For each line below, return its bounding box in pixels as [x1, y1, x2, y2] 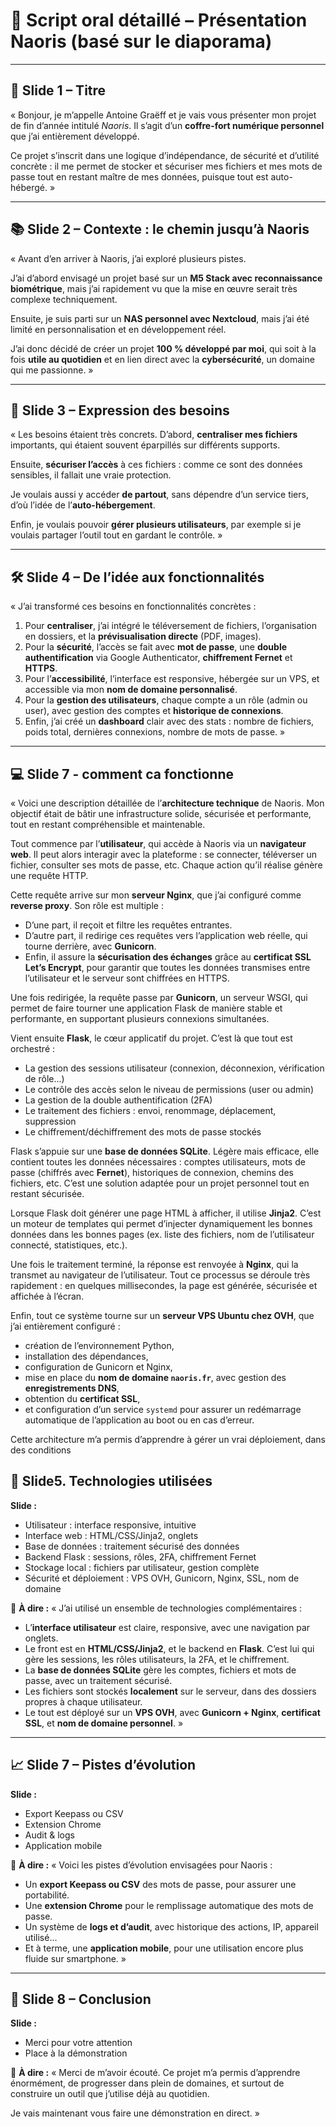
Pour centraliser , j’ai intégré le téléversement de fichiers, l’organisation [24, 620, 317, 632]
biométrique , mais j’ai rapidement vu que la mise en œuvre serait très [10, 282, 298, 294]
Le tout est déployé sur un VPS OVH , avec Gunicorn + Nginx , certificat [24, 1706, 321, 1718]
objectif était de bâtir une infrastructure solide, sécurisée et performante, [10, 808, 312, 819]
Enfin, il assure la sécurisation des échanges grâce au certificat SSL [24, 951, 312, 963]
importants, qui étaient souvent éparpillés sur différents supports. [10, 439, 281, 451]
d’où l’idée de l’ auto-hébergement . [10, 499, 156, 511]
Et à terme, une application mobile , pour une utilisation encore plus [24, 1942, 304, 1954]
